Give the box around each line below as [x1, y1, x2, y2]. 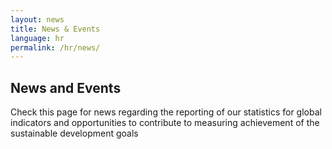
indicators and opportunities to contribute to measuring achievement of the [10, 117, 320, 129]
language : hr [10, 33, 65, 43]
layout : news [10, 14, 65, 25]
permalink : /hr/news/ [10, 42, 101, 53]
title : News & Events [10, 24, 101, 34]
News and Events [10, 79, 122, 96]
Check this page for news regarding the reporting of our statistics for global [10, 106, 322, 118]
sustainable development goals [10, 127, 139, 140]
